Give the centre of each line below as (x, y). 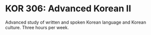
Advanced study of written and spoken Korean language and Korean (76, 22)
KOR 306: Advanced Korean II (68, 9)
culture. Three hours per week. (37, 27)
